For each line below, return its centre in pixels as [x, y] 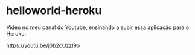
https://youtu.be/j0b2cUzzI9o [43, 45]
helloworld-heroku [54, 11]
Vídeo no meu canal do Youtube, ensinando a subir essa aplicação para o [97, 27]
